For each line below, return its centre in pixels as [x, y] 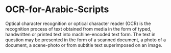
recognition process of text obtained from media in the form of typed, [78, 29]
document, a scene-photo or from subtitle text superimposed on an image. [84, 45]
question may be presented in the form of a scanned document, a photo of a [86, 40]
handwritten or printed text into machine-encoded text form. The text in [80, 34]
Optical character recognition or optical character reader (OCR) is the [78, 23]
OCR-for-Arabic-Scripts [57, 9]
